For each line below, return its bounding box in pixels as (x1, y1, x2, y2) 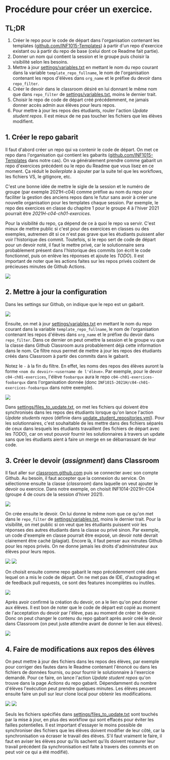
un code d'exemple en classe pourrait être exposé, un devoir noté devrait (5, 532, 158, 538)
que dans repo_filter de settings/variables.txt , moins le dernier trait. (12, 92, 157, 97)
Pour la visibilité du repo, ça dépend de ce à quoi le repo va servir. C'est (5, 220, 155, 226)
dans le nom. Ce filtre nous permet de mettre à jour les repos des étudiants (5, 347, 162, 354)
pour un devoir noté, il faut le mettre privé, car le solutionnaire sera (5, 241, 145, 248)
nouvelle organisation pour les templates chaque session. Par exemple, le (5, 199, 158, 205)
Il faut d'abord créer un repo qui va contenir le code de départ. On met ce (5, 146, 158, 153)
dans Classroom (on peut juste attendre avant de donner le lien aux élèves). (5, 621, 163, 627)
